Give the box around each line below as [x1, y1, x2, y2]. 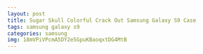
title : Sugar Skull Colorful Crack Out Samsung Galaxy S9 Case [7, 17, 197, 24]
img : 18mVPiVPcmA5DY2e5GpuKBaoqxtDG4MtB [7, 36, 128, 43]
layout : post [7, 10, 46, 18]
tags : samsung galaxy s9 [7, 23, 80, 30]
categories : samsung [7, 29, 68, 37]
